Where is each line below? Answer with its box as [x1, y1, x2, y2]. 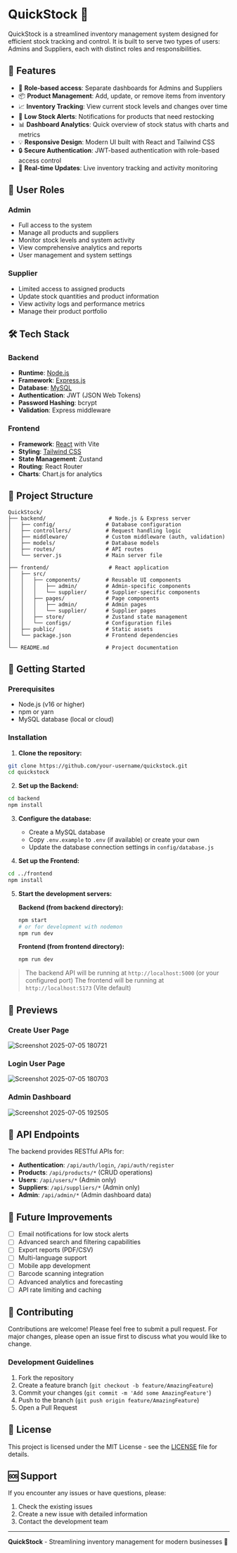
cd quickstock [8, 769, 50, 776]
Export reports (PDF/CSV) [18, 1246, 94, 1254]
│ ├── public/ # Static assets [8, 625, 153, 632]
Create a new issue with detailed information [18, 1510, 148, 1519]
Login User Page [8, 1059, 65, 1068]
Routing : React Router [18, 462, 83, 471]
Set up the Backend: [18, 781, 79, 790]
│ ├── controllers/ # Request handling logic [8, 527, 181, 534]
